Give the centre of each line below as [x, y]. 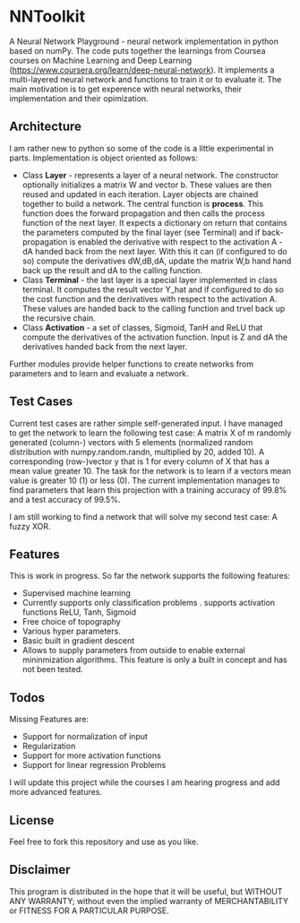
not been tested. [52, 669]
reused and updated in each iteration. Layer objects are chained [140, 194]
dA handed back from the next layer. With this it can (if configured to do [155, 251]
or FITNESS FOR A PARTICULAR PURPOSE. [90, 910]
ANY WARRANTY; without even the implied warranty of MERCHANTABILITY [149, 901]
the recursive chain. [59, 318]
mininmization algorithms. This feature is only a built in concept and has [155, 660]
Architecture [46, 127]
